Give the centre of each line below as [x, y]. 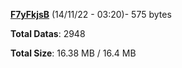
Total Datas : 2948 [48, 33]
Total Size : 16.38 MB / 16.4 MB [73, 53]
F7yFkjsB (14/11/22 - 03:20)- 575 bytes [91, 14]
